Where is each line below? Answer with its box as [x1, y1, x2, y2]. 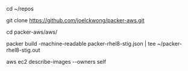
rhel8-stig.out [6, 46, 40, 54]
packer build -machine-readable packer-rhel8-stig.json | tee [6, 40, 156, 47]
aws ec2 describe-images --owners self [6, 58, 107, 65]
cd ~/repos [6, 5, 34, 12]
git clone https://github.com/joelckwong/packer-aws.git [6, 17, 145, 23]
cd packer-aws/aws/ [6, 28, 58, 35]
